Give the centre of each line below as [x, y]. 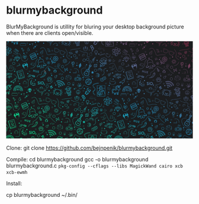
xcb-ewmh [17, 173]
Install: [14, 183]
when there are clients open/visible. [50, 33]
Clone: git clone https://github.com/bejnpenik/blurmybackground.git [89, 148]
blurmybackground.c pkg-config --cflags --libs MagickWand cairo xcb [95, 166]
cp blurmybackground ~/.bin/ [42, 195]
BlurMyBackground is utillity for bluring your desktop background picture [95, 27]
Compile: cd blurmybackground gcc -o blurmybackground [77, 160]
